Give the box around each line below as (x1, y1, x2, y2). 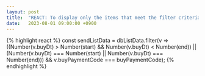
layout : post (6, 9, 40, 15)
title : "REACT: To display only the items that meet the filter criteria (6, 15, 201, 21)
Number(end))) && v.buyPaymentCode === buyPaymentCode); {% (6, 56, 174, 64)
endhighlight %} (6, 63, 47, 70)
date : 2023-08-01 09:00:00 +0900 (6, 20, 97, 26)
